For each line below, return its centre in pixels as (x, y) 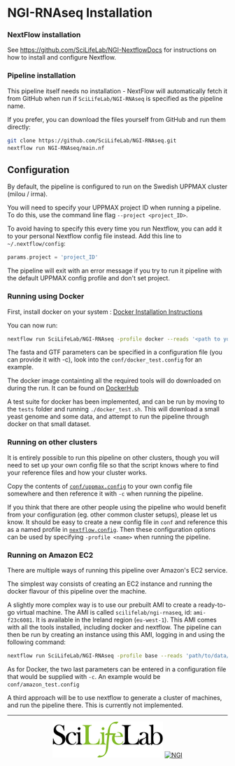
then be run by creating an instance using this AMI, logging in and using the (116, 634)
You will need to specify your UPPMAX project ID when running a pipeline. (114, 207)
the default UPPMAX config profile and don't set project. (88, 278)
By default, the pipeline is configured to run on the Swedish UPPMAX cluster (117, 186)
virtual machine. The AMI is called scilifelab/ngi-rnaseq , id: (104, 612)
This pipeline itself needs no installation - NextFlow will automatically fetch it (117, 91)
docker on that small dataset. (49, 424)
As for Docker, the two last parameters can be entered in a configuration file (117, 669)
